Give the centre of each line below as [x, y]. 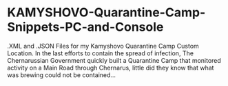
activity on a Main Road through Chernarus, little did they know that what [111, 68]
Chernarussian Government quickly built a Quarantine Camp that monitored [114, 60]
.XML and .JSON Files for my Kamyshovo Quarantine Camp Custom [103, 46]
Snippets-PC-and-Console [85, 27]
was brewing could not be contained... [61, 75]
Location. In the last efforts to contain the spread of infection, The [101, 53]
